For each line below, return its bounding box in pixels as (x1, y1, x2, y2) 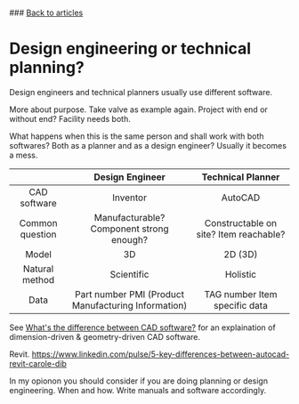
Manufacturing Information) (71, 299, 188, 311)
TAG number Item (204, 287, 278, 300)
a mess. (9, 149, 38, 160)
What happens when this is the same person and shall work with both (9, 131, 264, 141)
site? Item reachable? (196, 228, 286, 240)
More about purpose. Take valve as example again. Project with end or (9, 104, 269, 115)
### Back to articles (9, 7, 84, 18)
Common (19, 216, 58, 229)
